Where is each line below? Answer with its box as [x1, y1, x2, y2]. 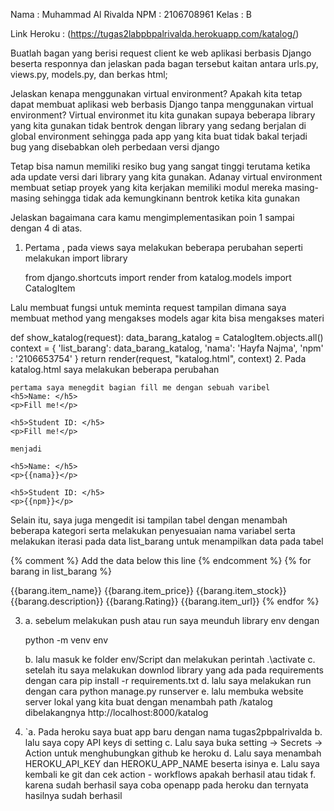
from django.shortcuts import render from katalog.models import [24, 272, 292, 283]
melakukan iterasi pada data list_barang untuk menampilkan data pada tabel [10, 535, 324, 547]
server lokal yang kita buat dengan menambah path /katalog [24, 696, 273, 708]
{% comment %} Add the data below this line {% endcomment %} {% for [10, 555, 312, 566]
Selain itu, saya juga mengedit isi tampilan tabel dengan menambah [10, 514, 288, 526]
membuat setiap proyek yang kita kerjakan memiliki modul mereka [10, 182, 283, 193]
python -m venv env [24, 634, 108, 646]
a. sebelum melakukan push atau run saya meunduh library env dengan [24, 615, 320, 626]
